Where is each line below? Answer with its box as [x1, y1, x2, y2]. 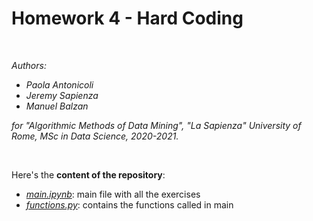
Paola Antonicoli [25, 78, 94, 91]
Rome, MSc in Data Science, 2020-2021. [11, 130, 179, 142]
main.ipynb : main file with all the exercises [25, 188, 201, 200]
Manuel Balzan [25, 100, 89, 112]
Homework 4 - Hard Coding [11, 7, 244, 30]
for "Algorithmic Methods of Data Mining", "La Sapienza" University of [11, 119, 302, 131]
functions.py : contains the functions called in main [25, 198, 234, 211]
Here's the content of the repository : [11, 168, 166, 181]
